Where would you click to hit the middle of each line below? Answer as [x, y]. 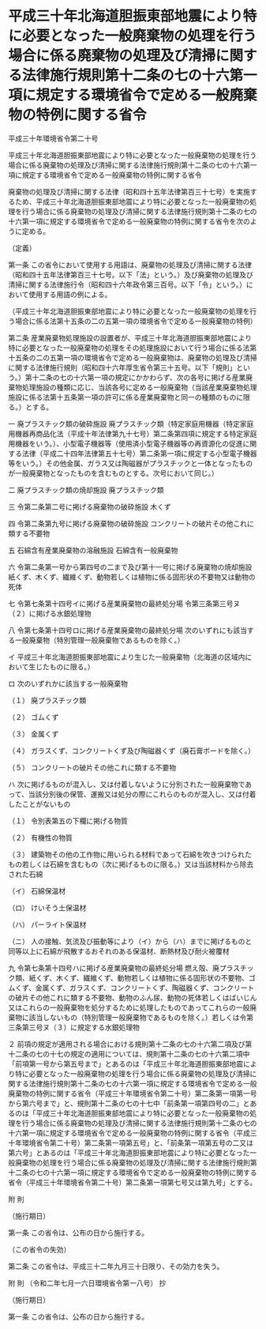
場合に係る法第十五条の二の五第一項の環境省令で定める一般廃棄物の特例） [136, 321]
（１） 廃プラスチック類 [47, 700]
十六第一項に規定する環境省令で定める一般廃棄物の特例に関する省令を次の [129, 221]
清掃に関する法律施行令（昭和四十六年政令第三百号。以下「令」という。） [127, 284]
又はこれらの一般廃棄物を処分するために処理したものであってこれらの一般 [129, 1007]
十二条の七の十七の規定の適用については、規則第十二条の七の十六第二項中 [129, 1054]
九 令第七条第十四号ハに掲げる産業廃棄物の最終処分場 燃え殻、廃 [114, 968]
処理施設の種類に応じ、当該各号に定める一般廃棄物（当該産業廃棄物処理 [139, 387]
